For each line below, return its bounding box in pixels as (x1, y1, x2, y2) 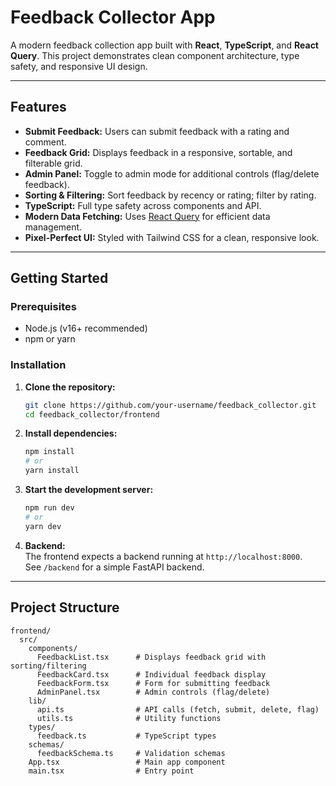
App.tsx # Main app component (28, 757, 226, 767)
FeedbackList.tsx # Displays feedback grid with (36, 652, 267, 662)
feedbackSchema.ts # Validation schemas (36, 748, 226, 758)
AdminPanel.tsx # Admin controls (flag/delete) (36, 687, 271, 697)
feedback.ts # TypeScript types (36, 731, 217, 741)
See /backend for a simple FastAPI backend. (24, 561, 205, 573)
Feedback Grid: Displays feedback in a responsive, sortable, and (24, 146, 293, 158)
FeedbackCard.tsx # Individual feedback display (36, 669, 267, 680)
